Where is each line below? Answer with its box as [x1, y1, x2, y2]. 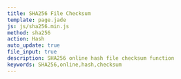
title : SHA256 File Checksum [7, 10, 91, 17]
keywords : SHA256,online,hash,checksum [7, 61, 122, 68]
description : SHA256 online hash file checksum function [7, 55, 175, 62]
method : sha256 [7, 29, 51, 36]
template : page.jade [7, 16, 67, 23]
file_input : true [7, 49, 57, 56]
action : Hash [7, 36, 45, 43]
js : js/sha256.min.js [7, 23, 70, 30]
